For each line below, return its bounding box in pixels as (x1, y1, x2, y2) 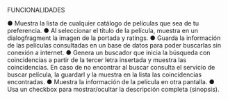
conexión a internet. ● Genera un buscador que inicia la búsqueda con (7, 48, 211, 57)
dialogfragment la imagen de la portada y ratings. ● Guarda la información (7, 34, 221, 42)
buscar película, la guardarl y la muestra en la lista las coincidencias (7, 70, 202, 79)
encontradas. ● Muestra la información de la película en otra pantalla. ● (7, 78, 215, 86)
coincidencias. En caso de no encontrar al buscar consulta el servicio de (7, 63, 215, 71)
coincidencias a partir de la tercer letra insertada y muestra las (7, 56, 186, 64)
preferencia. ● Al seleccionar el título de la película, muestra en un (7, 27, 198, 34)
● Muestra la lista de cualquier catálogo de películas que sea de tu (7, 19, 199, 27)
